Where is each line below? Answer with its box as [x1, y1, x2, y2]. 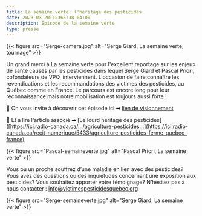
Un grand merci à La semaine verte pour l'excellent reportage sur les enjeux [6, 61, 196, 68]
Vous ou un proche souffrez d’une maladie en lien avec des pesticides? [6, 166, 184, 173]
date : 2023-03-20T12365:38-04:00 [6, 15, 91, 21]
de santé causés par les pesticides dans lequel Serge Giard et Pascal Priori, [6, 67, 195, 75]
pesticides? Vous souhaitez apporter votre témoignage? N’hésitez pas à [6, 178, 186, 186]
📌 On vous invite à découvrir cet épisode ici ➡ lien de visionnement [6, 104, 174, 112]
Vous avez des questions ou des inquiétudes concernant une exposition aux [6, 172, 197, 180]
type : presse [6, 25, 39, 32]
